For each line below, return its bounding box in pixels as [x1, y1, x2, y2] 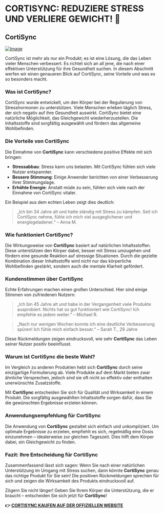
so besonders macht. [5, 76, 48, 82]
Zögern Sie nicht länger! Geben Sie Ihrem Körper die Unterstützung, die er [5, 488, 155, 493]
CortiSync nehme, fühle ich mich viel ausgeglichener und [17, 214, 133, 220]
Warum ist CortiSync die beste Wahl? [5, 353, 95, 360]
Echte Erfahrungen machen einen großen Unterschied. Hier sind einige [5, 287, 148, 293]
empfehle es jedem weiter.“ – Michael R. [17, 312, 98, 318]
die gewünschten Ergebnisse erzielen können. [5, 400, 98, 406]
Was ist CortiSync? [5, 88, 52, 95]
